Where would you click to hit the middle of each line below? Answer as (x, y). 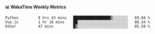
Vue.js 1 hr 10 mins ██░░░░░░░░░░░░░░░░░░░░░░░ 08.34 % (78, 22)
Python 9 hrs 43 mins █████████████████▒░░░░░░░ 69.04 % (78, 18)
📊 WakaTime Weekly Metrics (36, 7)
